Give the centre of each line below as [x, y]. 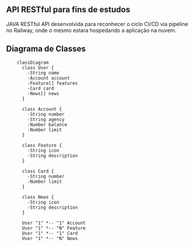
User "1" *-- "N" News [50, 238]
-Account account [48, 78]
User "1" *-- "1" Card [50, 233]
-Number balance [47, 124]
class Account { [42, 109]
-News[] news [43, 93]
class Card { [38, 171]
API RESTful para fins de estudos [68, 10]
